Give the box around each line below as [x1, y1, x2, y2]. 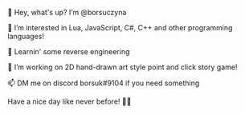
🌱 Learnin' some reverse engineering [7, 47, 130, 56]
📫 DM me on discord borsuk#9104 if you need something [7, 78, 200, 88]
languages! [7, 32, 45, 41]
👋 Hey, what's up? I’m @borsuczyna [7, 8, 127, 17]
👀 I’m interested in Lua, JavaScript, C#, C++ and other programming [7, 23, 233, 32]
